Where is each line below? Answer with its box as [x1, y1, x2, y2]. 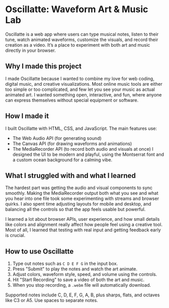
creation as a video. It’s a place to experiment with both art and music [5, 42, 150, 48]
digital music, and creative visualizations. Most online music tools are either [5, 81, 163, 87]
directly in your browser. [5, 47, 56, 53]
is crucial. [5, 232, 25, 238]
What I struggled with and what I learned [5, 171, 136, 180]
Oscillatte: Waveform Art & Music [5, 4, 148, 15]
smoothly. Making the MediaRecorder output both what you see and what [5, 190, 158, 196]
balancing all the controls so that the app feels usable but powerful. [5, 207, 146, 213]
